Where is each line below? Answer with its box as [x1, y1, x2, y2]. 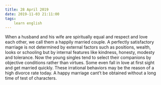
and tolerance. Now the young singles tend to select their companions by [5, 54, 151, 61]
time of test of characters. [5, 75, 57, 81]
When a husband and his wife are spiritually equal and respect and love [5, 34, 148, 40]
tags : [5, 16, 16, 21]
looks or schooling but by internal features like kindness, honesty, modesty [5, 50, 155, 55]
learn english [14, 20, 42, 26]
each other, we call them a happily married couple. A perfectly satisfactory [5, 39, 154, 45]
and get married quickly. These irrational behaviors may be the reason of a [5, 65, 154, 71]
